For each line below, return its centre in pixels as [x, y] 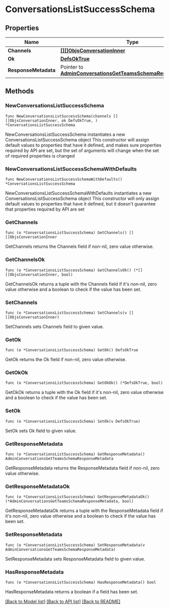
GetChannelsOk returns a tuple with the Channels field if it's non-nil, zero [81, 284]
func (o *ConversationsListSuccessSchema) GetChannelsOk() [68, 270]
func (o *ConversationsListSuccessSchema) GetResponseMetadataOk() [77, 497]
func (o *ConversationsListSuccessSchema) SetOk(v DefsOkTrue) [73, 421]
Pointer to [72, 67]
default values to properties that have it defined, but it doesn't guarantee [80, 204]
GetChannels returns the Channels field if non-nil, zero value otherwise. [80, 246]
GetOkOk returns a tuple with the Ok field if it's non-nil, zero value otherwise [84, 392]
